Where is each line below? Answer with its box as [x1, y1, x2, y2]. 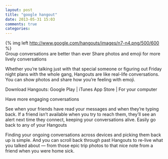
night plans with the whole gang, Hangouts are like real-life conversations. [5, 71, 160, 77]
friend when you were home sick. [5, 148, 75, 154]
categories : [5, 26, 30, 31]
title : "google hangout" [5, 12, 58, 17]
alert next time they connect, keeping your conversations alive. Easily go [5, 117, 156, 123]
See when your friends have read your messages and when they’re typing [5, 106, 159, 112]
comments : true [5, 21, 37, 27]
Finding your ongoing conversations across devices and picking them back [5, 132, 161, 138]
